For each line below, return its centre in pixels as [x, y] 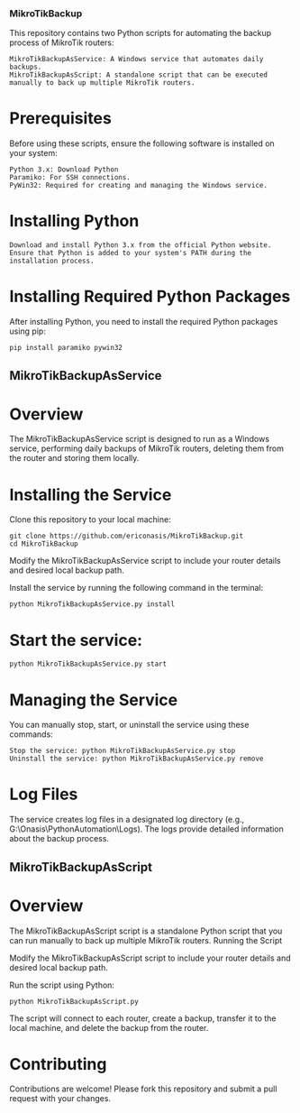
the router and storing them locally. [74, 458]
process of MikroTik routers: [62, 42]
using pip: [28, 331]
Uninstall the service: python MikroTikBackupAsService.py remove [136, 759]
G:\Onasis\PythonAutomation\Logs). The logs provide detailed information [146, 829]
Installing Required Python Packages [150, 297]
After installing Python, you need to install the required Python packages [144, 322]
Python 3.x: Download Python [64, 170]
